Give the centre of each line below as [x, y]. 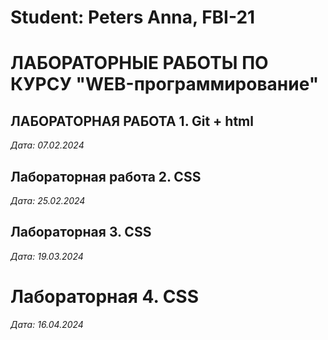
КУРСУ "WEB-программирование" [165, 84]
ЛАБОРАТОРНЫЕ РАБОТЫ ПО [139, 63]
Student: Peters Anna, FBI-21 [133, 17]
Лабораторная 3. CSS [81, 232]
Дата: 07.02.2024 [47, 145]
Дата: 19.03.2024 [47, 256]
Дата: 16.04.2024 [47, 324]
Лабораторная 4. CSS [105, 297]
